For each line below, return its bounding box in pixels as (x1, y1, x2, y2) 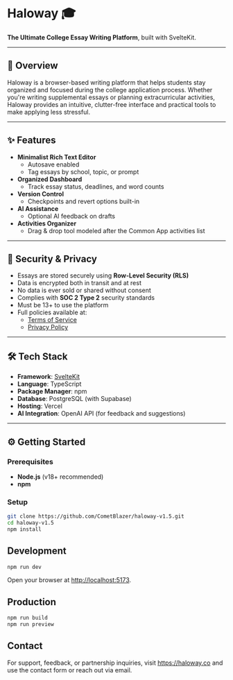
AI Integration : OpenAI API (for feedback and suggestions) (17, 409, 186, 418)
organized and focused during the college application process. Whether (7, 85, 213, 94)
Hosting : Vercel (17, 402, 62, 410)
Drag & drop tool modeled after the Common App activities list (27, 226, 205, 235)
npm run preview (7, 621, 54, 628)
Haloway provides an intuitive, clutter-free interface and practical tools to (7, 100, 216, 108)
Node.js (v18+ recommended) (17, 473, 104, 481)
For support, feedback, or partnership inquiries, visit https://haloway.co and (7, 658, 223, 667)
